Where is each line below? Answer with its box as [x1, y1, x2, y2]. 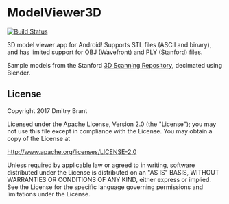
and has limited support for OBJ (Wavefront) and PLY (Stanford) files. [7, 48, 203, 56]
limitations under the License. [7, 190, 91, 198]
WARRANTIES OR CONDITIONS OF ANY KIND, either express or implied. [7, 175, 211, 183]
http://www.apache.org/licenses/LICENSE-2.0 [7, 147, 137, 155]
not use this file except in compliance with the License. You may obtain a [7, 127, 213, 135]
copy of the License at [7, 134, 71, 142]
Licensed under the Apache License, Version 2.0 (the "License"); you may [7, 120, 217, 128]
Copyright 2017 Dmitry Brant [7, 106, 88, 114]
